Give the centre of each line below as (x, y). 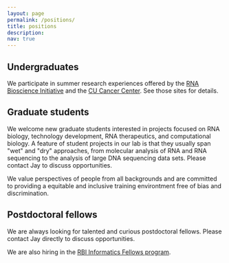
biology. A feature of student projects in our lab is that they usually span (109, 143)
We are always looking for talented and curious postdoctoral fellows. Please (115, 231)
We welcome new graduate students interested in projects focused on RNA (113, 128)
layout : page (26, 13)
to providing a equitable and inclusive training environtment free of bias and (115, 185)
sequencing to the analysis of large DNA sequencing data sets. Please (107, 158)
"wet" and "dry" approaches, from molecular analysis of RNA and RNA (107, 150)
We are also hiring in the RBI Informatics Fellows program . (89, 252)
